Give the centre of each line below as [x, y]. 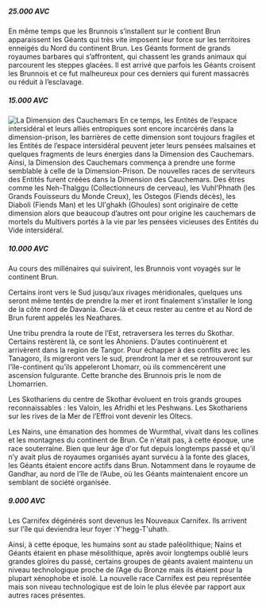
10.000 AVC [29, 248]
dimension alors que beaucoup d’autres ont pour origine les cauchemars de [132, 213]
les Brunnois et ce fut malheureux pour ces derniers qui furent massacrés [129, 73]
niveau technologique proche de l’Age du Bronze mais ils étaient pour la [125, 570]
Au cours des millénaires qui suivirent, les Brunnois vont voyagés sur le [125, 268]
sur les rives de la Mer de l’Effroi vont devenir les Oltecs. [100, 416]
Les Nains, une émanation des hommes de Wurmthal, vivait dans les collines [133, 431]
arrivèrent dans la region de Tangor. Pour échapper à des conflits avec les [129, 349]
